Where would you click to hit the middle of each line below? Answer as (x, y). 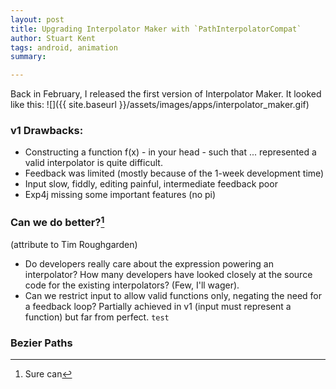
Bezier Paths (41, 343)
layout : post (37, 19)
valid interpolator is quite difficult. (93, 163)
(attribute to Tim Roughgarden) (74, 245)
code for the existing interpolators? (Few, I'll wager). (132, 285)
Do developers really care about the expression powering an (149, 264)
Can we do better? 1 (57, 222)
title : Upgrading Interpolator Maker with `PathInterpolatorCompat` (156, 29)
